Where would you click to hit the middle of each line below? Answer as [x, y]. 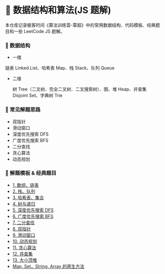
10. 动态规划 [25, 241]
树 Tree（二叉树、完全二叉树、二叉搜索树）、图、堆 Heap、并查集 [80, 89]
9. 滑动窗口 [24, 235]
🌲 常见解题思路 [23, 109]
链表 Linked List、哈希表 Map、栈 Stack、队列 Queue [60, 68]
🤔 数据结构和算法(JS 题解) [58, 10]
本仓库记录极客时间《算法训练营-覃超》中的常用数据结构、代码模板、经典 [81, 25]
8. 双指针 [22, 228]
